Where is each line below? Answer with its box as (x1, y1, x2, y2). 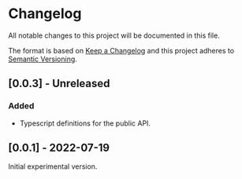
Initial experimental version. (8, 162, 98, 171)
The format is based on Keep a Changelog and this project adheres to (8, 46, 235, 55)
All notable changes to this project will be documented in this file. (8, 31, 221, 40)
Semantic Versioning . (8, 54, 77, 64)
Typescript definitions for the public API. (19, 119, 151, 128)
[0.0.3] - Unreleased (8, 77, 110, 90)
